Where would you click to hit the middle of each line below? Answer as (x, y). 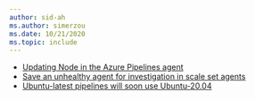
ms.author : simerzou (48, 26)
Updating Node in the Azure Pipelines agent (103, 67)
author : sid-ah (37, 17)
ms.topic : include (43, 42)
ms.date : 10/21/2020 (48, 34)
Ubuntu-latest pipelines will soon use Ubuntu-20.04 (117, 86)
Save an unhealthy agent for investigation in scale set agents (134, 77)
